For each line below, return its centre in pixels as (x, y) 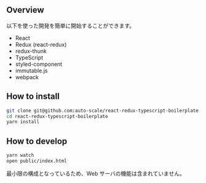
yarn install (23, 122)
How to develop (37, 141)
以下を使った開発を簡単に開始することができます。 (71, 25)
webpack (27, 77)
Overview (25, 10)
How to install (33, 97)
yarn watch (20, 155)
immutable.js (31, 71)
